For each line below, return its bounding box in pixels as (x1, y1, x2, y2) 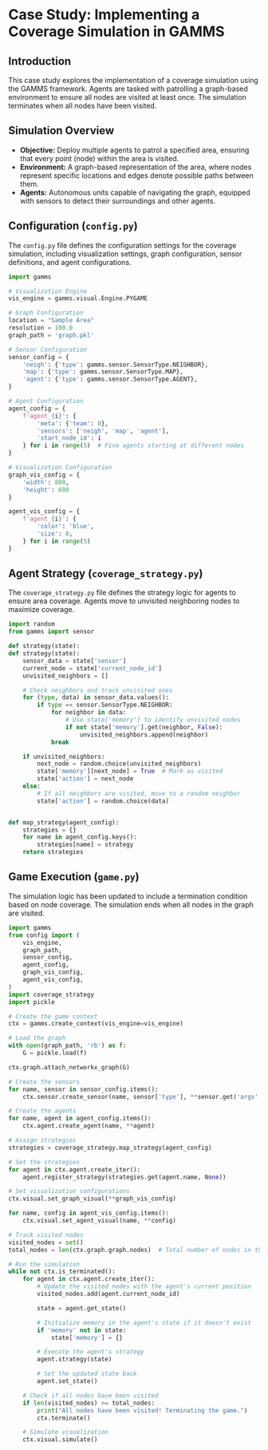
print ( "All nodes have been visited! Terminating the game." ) (37, 1406, 248, 1414)
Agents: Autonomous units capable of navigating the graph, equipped (19, 188, 251, 197)
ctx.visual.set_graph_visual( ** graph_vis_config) (8, 1195, 177, 1203)
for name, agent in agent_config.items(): (8, 1115, 152, 1123)
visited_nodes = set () (8, 1239, 84, 1247)
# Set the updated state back (37, 1370, 137, 1378)
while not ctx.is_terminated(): (8, 1267, 116, 1276)
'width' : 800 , (22, 478, 69, 486)
